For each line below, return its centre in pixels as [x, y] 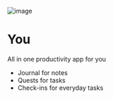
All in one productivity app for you [57, 59]
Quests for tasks [41, 80]
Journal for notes [43, 72]
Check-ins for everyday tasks [60, 88]
